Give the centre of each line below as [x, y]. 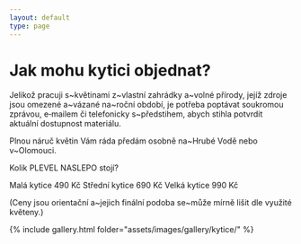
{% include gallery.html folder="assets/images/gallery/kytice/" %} [132, 230]
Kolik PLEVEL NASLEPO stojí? [64, 168]
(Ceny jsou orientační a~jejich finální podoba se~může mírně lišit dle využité [150, 203]
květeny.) [27, 213]
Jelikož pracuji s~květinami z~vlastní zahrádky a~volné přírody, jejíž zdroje [148, 95]
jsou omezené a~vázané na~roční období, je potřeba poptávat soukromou [146, 105]
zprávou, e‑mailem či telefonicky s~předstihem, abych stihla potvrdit [136, 114]
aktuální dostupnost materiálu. [65, 124]
